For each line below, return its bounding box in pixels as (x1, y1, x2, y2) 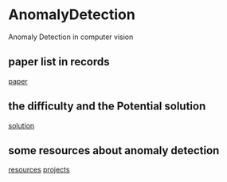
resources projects (8, 165, 70, 175)
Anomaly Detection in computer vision (8, 32, 134, 42)
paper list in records (8, 55, 110, 69)
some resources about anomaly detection (8, 144, 220, 157)
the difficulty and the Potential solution (8, 100, 206, 113)
